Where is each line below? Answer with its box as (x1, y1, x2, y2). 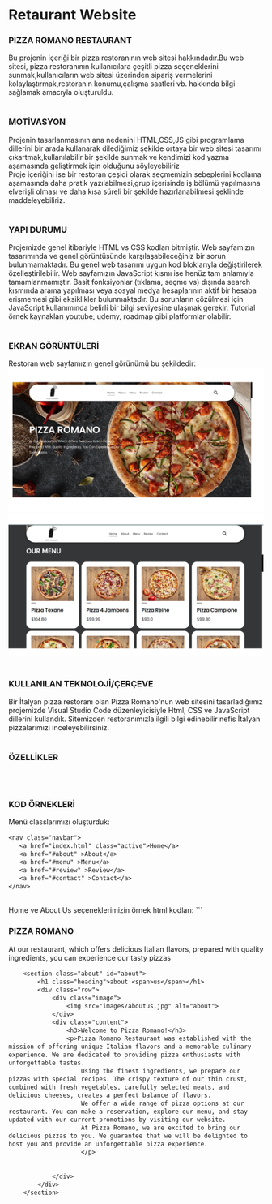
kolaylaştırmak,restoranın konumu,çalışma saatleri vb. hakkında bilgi (8, 79, 236, 88)
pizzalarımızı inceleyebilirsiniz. (8, 722, 110, 732)
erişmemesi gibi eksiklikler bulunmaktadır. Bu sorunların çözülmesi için (8, 295, 244, 304)
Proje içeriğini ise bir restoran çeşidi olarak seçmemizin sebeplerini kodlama (8, 169, 261, 179)
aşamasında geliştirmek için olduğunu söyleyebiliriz (8, 161, 180, 170)
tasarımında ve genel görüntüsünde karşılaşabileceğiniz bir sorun (8, 252, 227, 261)
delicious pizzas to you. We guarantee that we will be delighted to (8, 1132, 249, 1140)
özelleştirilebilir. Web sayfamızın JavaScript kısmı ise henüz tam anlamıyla (8, 269, 255, 278)
